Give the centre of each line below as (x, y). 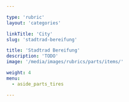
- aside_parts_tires (38, 84)
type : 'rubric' (26, 17)
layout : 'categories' (34, 23)
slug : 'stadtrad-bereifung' (42, 39)
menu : (13, 78)
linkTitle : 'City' (30, 34)
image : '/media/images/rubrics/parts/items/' (65, 62)
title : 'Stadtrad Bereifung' (43, 50)
